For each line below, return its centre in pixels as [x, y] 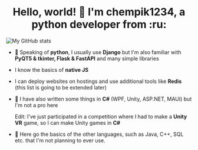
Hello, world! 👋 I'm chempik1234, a [99, 12]
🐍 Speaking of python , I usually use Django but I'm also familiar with [98, 52]
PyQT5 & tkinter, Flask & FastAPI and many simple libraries [87, 58]
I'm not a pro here [36, 105]
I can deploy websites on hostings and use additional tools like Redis [98, 81]
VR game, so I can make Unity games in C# [67, 122]
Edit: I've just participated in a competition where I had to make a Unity [101, 116]
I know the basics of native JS [52, 69]
